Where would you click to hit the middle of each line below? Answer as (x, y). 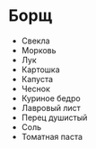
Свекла (35, 41)
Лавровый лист (51, 107)
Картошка (40, 70)
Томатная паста (52, 136)
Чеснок (35, 88)
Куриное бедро (51, 98)
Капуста (37, 79)
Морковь (39, 50)
